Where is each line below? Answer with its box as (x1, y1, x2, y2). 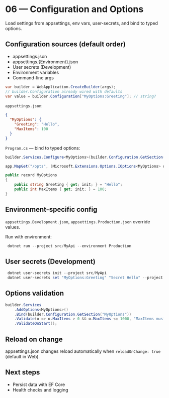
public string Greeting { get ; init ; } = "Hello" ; (14, 182, 123, 187)
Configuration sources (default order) (5, 40, 126, 49)
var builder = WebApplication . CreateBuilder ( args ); (5, 84, 116, 89)
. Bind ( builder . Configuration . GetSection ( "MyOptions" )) (14, 312, 132, 317)
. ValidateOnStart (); (14, 321, 57, 326)
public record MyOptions (5, 173, 57, 178)
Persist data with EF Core (12, 381, 65, 387)
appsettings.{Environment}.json (12, 59, 78, 65)
